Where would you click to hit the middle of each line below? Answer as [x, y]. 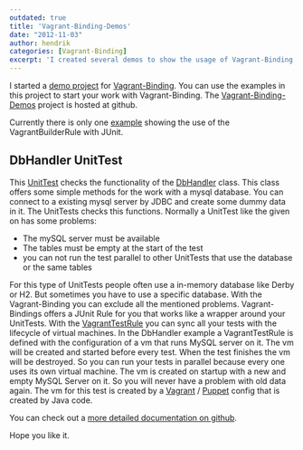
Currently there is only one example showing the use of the [120, 122]
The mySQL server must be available [91, 238]
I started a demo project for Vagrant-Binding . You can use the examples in [147, 86]
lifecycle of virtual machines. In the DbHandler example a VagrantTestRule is [151, 332]
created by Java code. [51, 400]
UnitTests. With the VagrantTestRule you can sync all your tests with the [143, 323]
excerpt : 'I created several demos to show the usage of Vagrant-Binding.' [155, 60]
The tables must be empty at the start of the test [113, 248]
